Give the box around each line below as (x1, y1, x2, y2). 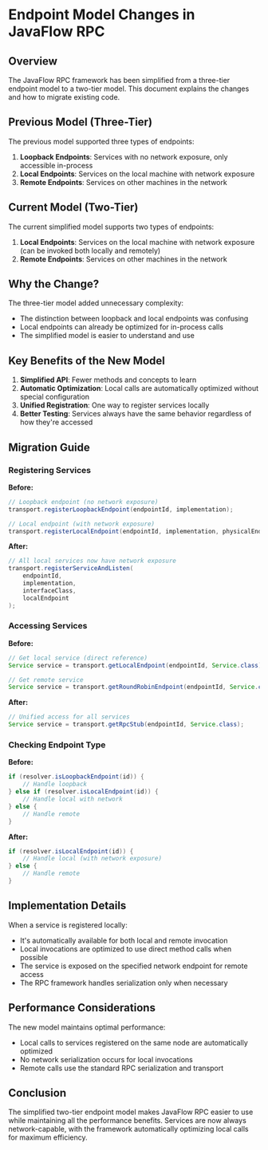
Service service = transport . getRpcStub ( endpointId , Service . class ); (8, 720, 245, 729)
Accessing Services (8, 620, 88, 632)
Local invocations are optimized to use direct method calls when (19, 943, 232, 954)
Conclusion (8, 1086, 67, 1100)
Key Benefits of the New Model (8, 353, 165, 368)
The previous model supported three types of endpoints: (8, 136, 195, 146)
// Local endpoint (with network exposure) (8, 520, 156, 528)
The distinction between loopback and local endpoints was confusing (19, 313, 249, 324)
